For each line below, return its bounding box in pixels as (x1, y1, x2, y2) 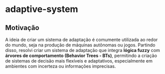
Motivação (5, 23, 40, 32)
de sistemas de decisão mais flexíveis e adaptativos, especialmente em (5, 58, 153, 63)
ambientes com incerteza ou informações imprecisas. (5, 63, 116, 69)
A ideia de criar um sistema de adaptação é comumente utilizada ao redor (5, 36, 158, 42)
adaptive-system (5, 3, 79, 15)
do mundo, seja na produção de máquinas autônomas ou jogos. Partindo (5, 42, 155, 48)
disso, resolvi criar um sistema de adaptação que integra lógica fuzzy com (5, 47, 160, 53)
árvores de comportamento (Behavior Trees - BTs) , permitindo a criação (5, 52, 157, 58)
